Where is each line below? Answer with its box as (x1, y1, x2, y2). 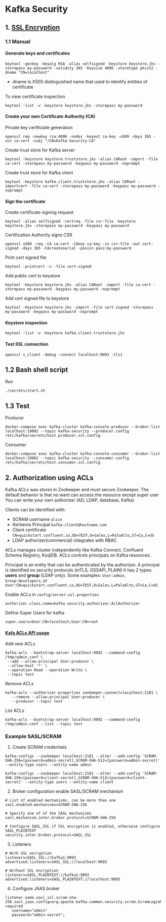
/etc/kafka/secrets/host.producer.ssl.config (5, 433, 100, 438)
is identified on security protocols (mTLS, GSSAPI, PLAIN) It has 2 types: (5, 567, 153, 573)
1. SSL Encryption (5, 23, 60, 32)
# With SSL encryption (5, 851, 52, 856)
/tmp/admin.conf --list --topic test (5, 721, 83, 726)
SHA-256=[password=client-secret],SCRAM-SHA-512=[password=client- (5, 775, 147, 780)
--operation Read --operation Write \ (7, 667, 87, 673)
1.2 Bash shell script (5, 365, 68, 374)
